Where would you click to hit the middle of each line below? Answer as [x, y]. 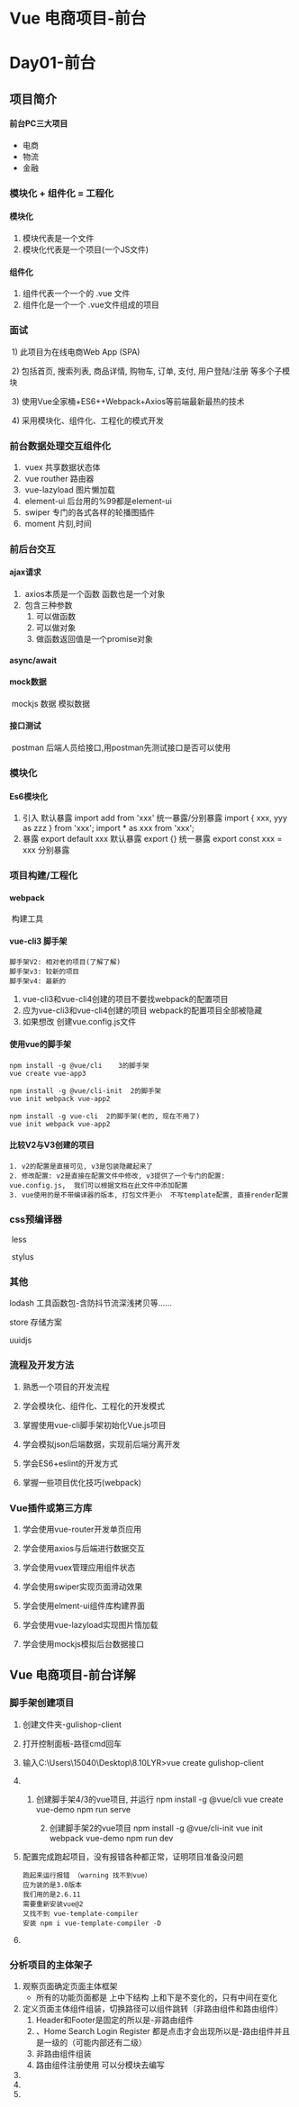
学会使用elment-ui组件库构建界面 [84, 1606]
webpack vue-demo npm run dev [111, 1838]
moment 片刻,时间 [58, 523]
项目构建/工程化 [44, 876]
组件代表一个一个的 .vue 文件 [76, 294]
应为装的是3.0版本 [52, 1885]
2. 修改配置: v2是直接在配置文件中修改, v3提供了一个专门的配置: [118, 1176]
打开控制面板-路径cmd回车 [72, 1743]
